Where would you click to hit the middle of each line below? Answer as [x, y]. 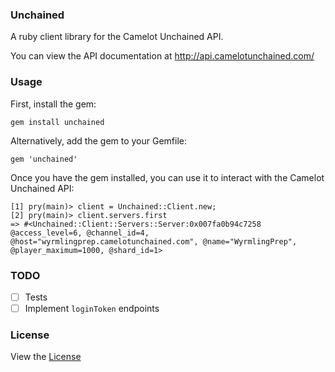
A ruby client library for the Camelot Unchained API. [117, 37]
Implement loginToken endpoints [92, 308]
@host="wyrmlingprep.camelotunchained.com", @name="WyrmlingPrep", [154, 241]
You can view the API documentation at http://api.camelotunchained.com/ [162, 56]
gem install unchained [57, 122]
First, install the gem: [53, 104]
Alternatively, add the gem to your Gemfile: [99, 140]
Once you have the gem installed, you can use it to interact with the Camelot [167, 177]
